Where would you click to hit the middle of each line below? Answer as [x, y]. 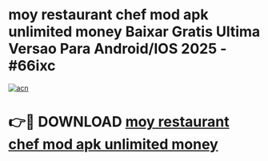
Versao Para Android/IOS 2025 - [118, 49]
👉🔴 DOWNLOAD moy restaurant [119, 122]
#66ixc [32, 66]
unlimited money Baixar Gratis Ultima [134, 32]
